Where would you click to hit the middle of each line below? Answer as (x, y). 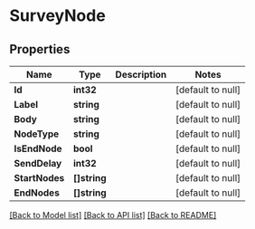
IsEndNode (38, 148)
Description (141, 75)
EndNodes (37, 193)
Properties (40, 49)
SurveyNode (57, 16)
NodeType (37, 134)
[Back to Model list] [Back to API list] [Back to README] (113, 215)
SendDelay (38, 163)
